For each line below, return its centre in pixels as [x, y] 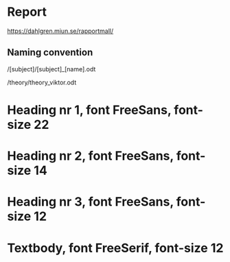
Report [27, 12]
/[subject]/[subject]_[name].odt [51, 69]
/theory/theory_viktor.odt [42, 82]
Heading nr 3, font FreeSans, [90, 202]
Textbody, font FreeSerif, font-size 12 [115, 248]
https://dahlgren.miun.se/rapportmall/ [60, 31]
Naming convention [50, 52]
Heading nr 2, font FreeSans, [90, 156]
